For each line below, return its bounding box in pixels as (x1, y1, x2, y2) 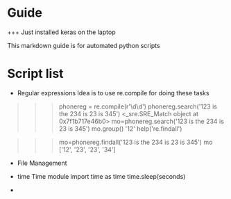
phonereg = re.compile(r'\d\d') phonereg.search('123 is (58, 102, 217, 111)
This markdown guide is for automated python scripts (7, 41, 161, 49)
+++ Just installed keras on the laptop (7, 28, 116, 36)
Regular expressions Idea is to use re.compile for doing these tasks (17, 88, 209, 97)
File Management (17, 159, 67, 167)
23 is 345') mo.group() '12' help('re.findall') (58, 124, 182, 133)
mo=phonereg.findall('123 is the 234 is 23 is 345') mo (58, 138, 213, 146)
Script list (7, 66, 64, 81)
